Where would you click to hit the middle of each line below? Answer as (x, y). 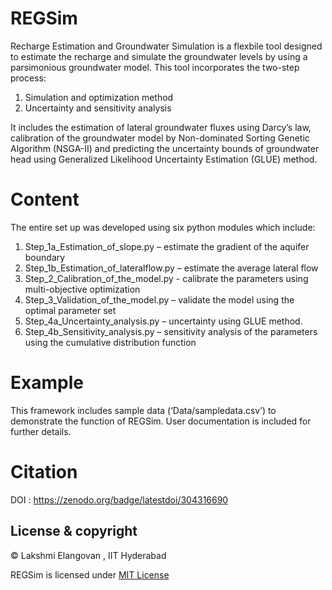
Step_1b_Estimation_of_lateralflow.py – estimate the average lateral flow (171, 268)
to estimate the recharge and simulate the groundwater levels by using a (159, 56)
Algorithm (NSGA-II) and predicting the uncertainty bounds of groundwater (165, 148)
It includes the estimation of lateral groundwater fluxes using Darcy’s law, (161, 127)
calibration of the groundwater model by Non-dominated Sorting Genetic (160, 138)
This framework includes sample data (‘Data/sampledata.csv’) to (143, 410)
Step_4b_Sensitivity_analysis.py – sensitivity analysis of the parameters (171, 331)
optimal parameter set (70, 310)
